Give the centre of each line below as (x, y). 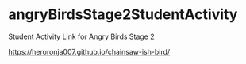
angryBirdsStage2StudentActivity (123, 15)
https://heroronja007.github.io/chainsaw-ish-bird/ (89, 51)
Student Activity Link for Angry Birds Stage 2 (81, 36)
